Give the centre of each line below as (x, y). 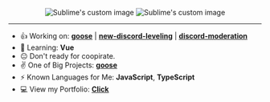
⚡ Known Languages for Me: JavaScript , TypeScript (107, 77)
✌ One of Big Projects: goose (69, 65)
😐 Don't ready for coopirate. (67, 56)
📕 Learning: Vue (47, 47)
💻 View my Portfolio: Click (64, 89)
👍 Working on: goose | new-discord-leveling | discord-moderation (133, 36)
